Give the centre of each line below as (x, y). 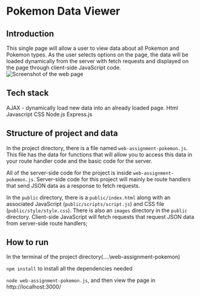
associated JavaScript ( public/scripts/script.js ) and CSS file (85, 204)
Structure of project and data (62, 133)
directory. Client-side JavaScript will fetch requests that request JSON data (100, 216)
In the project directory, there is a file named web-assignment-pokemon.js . (97, 148)
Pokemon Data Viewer (63, 11)
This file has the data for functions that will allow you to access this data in (99, 154)
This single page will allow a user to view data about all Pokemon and (93, 48)
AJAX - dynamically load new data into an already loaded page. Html (92, 108)
